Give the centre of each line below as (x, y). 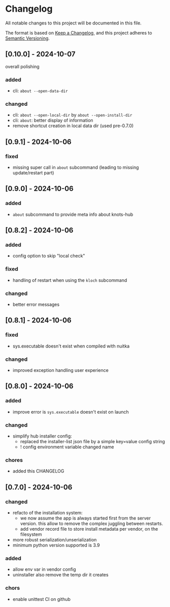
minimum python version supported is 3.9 (56, 545)
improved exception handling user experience (61, 370)
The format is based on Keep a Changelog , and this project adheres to (79, 33)
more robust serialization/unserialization (55, 539)
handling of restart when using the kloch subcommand (70, 280)
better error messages (36, 304)
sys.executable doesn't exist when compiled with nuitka (71, 346)
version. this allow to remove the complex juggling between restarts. (92, 523)
